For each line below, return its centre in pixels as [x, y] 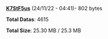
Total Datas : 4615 [27, 19]
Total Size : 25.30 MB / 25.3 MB [44, 30]
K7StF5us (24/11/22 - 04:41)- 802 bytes [54, 8]
